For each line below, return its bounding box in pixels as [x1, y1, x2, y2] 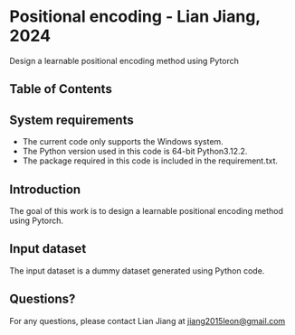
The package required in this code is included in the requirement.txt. [22, 155, 279, 166]
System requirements [9, 112, 134, 127]
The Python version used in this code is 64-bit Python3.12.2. [22, 146, 248, 157]
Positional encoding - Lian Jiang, [9, 6, 261, 27]
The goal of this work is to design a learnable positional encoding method [9, 205, 283, 216]
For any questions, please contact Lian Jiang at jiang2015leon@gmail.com [9, 315, 286, 326]
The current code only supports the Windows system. [22, 136, 224, 147]
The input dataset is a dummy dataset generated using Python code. [9, 265, 265, 276]
